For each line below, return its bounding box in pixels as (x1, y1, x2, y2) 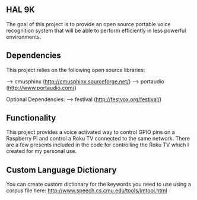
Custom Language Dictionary (6, 165, 117, 175)
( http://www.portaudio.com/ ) (6, 84, 77, 91)
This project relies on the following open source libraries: (6, 66, 145, 73)
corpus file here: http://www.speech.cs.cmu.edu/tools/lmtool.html (6, 187, 167, 194)
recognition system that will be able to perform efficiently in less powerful (6, 27, 186, 34)
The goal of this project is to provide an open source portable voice (6, 20, 171, 27)
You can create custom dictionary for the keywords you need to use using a (6, 181, 192, 188)
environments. (6, 33, 42, 40)
